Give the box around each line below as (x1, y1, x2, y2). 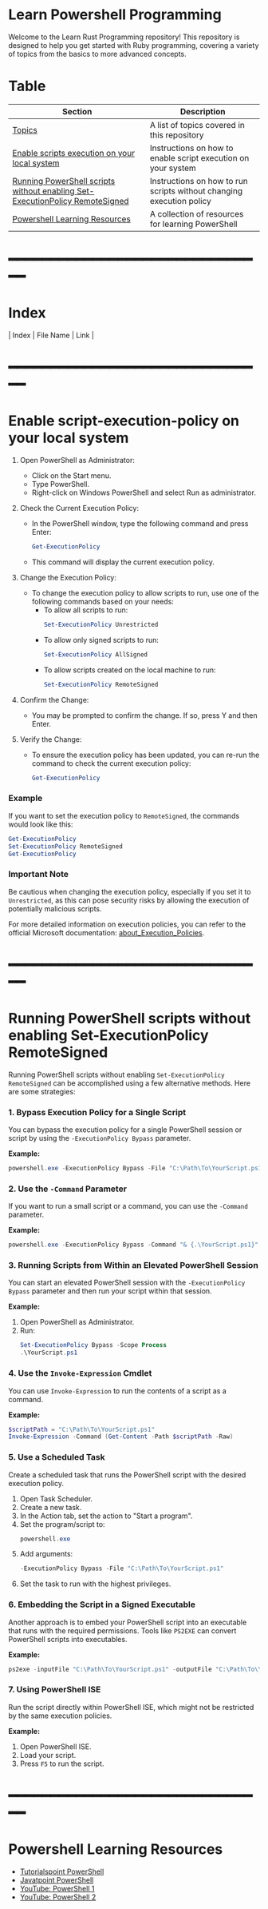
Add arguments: (19, 1549, 73, 1559)
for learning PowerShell (149, 218, 238, 229)
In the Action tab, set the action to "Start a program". (19, 1511, 193, 1520)
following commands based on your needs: (31, 597, 174, 606)
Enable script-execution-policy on (8, 412, 240, 430)
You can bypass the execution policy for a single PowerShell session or (8, 1125, 242, 1134)
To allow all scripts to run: (43, 605, 128, 615)
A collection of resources (149, 208, 244, 219)
